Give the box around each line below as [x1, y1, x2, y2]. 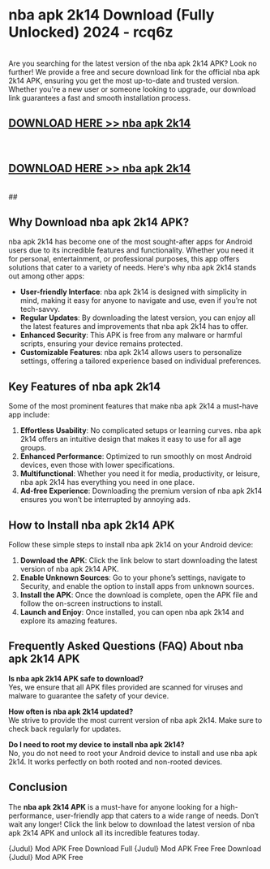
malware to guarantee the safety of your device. [8, 690, 169, 700]
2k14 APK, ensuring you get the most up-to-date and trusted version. [8, 76, 239, 85]
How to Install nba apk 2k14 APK [8, 518, 175, 532]
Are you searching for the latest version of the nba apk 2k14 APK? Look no [8, 58, 257, 68]
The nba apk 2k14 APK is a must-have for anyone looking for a [8, 802, 219, 811]
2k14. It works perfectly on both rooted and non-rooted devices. [8, 757, 223, 767]
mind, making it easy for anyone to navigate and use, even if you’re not [19, 296, 258, 305]
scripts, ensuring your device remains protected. [19, 339, 183, 348]
